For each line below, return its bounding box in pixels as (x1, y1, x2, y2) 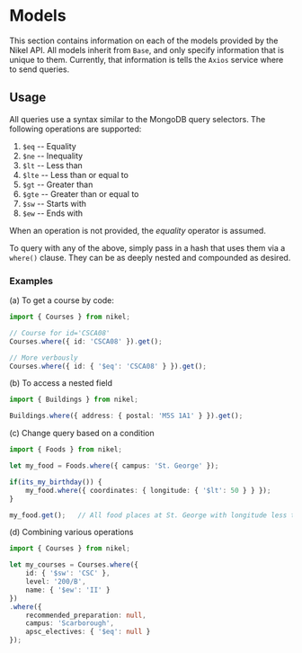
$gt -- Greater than (22, 179, 93, 190)
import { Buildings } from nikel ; (9, 395, 139, 405)
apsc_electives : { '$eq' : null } (25, 627, 151, 637)
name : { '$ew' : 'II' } (25, 586, 111, 595)
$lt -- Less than (22, 159, 83, 171)
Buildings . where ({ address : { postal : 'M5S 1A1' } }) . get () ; (9, 411, 244, 421)
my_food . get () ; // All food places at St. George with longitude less (9, 510, 288, 520)
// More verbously (9, 353, 78, 362)
